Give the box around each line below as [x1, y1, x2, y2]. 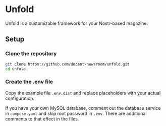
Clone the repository [5, 50, 57, 57]
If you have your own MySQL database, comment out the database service [5, 105, 161, 111]
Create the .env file [5, 78, 53, 86]
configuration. [5, 95, 34, 101]
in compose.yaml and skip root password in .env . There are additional [5, 110, 147, 116]
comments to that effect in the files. [5, 115, 79, 122]
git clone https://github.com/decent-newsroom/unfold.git [5, 62, 130, 67]
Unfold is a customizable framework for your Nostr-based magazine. [5, 20, 148, 26]
